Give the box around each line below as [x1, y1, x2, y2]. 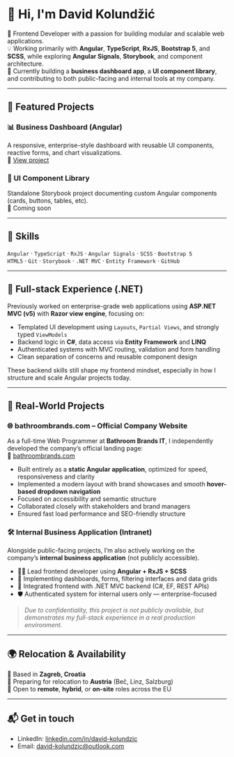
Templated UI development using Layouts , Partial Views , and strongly [17, 322, 219, 331]
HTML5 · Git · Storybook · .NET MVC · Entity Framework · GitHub [7, 256, 180, 264]
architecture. [7, 59, 44, 68]
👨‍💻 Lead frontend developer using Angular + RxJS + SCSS [17, 567, 187, 575]
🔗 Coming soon [7, 204, 52, 212]
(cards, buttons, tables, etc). [7, 196, 88, 204]
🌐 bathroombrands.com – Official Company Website [7, 421, 188, 430]
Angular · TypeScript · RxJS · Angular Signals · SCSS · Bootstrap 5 [7, 249, 193, 257]
